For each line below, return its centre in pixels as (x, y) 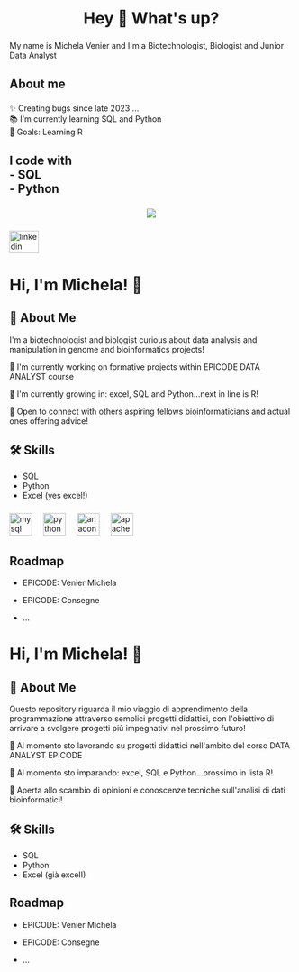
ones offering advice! (49, 421)
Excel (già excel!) (54, 875)
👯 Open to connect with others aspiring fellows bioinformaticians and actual (150, 411)
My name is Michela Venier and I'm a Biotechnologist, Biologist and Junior (147, 46)
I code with (41, 160)
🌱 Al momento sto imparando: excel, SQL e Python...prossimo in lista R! (141, 773)
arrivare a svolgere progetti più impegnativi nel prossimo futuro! (127, 729)
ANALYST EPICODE (46, 756)
